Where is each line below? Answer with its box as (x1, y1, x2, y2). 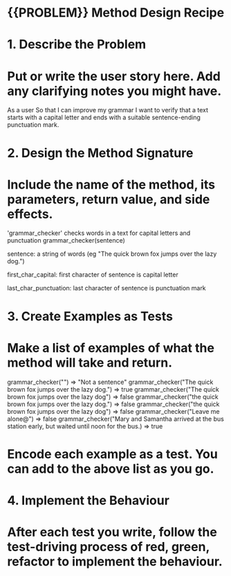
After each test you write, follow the (7, 525, 218, 540)
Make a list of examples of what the (7, 340, 214, 356)
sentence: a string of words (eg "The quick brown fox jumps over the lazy (7, 250, 217, 258)
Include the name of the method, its (7, 177, 216, 192)
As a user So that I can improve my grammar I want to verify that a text (7, 106, 209, 114)
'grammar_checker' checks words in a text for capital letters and (7, 229, 191, 237)
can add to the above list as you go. (7, 461, 214, 476)
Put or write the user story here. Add (7, 68, 221, 84)
